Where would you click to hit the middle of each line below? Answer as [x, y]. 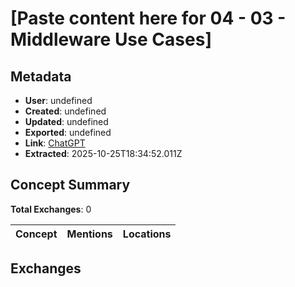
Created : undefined [65, 111]
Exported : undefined [68, 132]
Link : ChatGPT [55, 143]
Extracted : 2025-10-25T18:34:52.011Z [103, 153]
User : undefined [58, 100]
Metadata [41, 76]
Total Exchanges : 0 [51, 209]
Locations [147, 234]
